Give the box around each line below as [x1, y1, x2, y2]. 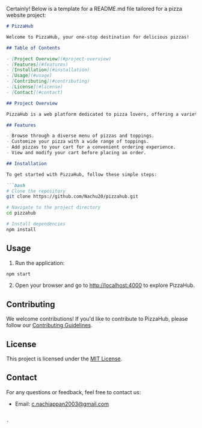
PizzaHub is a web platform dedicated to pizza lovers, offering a [6, 111, 179, 117]
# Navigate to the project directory [6, 204, 101, 210]
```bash [6, 182, 26, 189]
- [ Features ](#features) [6, 61, 69, 68]
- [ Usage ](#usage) [6, 72, 52, 79]
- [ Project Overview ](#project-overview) [6, 55, 112, 62]
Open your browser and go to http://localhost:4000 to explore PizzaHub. [14, 282, 195, 289]
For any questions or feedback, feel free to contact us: [6, 388, 141, 395]
